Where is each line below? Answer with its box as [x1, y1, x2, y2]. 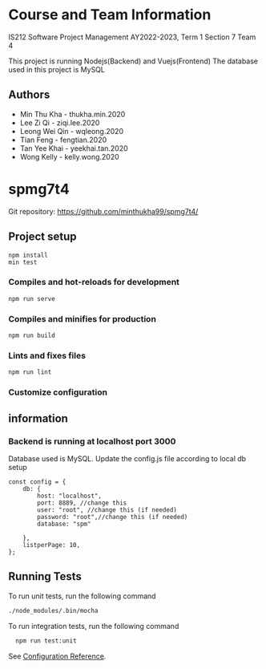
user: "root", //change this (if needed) [37, 506, 178, 514]
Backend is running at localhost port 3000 [8, 436, 176, 447]
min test [8, 258, 38, 266]
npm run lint [8, 368, 52, 376]
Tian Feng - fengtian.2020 [19, 135, 107, 144]
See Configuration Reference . [8, 651, 107, 661]
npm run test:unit [15, 636, 78, 645]
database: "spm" [37, 520, 91, 528]
